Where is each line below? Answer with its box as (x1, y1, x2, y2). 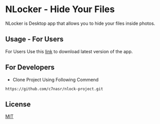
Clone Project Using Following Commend (12, 76, 99, 82)
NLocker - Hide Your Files (5, 4, 115, 15)
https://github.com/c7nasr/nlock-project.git (5, 86, 103, 92)
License (5, 100, 31, 108)
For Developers (5, 63, 55, 72)
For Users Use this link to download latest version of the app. (5, 48, 133, 54)
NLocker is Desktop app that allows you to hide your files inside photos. (5, 20, 155, 26)
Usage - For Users (5, 35, 63, 44)
